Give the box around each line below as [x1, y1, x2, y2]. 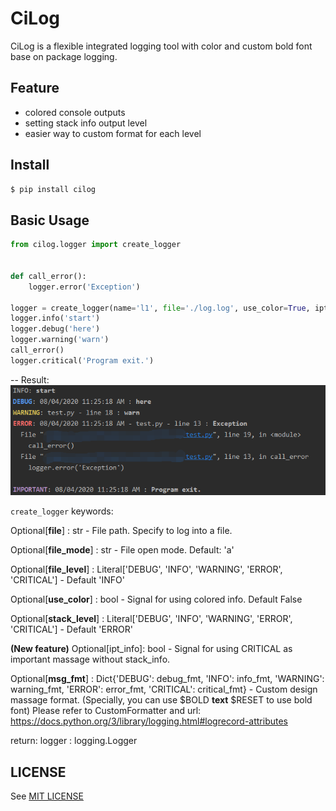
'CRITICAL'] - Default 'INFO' [10, 574, 126, 586]
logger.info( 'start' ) [10, 313, 101, 324]
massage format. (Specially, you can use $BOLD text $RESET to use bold [10, 694, 313, 706]
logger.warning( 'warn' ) [10, 335, 110, 345]
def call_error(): [10, 271, 87, 281]
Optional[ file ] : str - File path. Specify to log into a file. [10, 525, 233, 537]
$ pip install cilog [10, 184, 97, 194]
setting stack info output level [24, 117, 148, 129]
